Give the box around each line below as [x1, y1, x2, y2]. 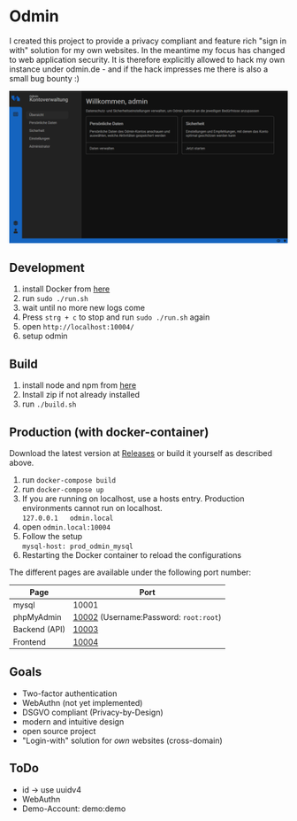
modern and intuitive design [21, 716, 125, 727]
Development [9, 259, 86, 275]
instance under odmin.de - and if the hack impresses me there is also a [9, 64, 269, 74]
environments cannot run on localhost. [21, 503, 164, 514]
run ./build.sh [21, 399, 77, 409]
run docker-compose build [21, 475, 117, 485]
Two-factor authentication [21, 688, 118, 699]
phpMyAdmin [12, 612, 62, 623]
